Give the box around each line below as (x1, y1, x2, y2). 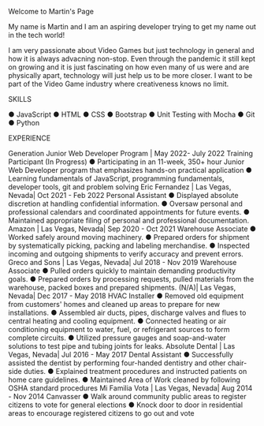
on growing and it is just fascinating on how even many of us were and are (8, 62, 250, 72)
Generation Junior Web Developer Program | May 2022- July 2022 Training (8, 149, 254, 158)
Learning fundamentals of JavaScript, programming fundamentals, (8, 174, 225, 183)
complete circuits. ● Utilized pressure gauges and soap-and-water (8, 333, 226, 342)
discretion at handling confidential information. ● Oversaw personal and (8, 199, 243, 208)
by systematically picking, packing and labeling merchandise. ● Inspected (8, 241, 251, 250)
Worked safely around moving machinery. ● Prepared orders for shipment (8, 233, 250, 241)
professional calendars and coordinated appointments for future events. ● (8, 207, 250, 216)
